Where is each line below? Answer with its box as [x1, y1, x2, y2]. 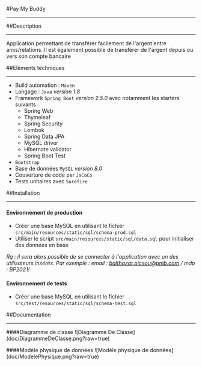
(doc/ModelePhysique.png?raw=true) [6, 353, 99, 361]
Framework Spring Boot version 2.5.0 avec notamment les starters [14, 95, 180, 101]
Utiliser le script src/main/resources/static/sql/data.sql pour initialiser [14, 235, 194, 242]
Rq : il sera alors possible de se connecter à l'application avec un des [6, 253, 179, 260]
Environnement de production [6, 209, 83, 216]
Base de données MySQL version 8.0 [14, 165, 103, 172]
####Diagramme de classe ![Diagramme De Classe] [6, 329, 135, 336]
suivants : [14, 101, 39, 108]
